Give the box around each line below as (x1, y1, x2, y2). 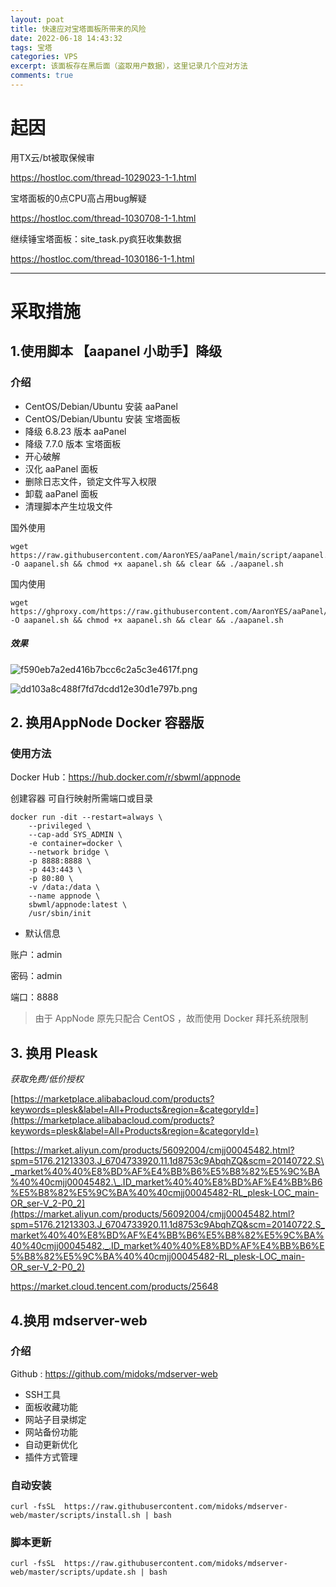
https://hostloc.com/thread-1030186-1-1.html (10, 252, 195, 265)
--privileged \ (28, 821, 92, 831)
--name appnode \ (28, 891, 101, 901)
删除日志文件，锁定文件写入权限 (24, 475, 157, 487)
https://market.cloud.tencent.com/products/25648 (10, 1281, 219, 1293)
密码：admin (10, 970, 63, 982)
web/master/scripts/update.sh (10, 1567, 137, 1578)
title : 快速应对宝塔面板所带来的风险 (10, 24, 147, 34)
